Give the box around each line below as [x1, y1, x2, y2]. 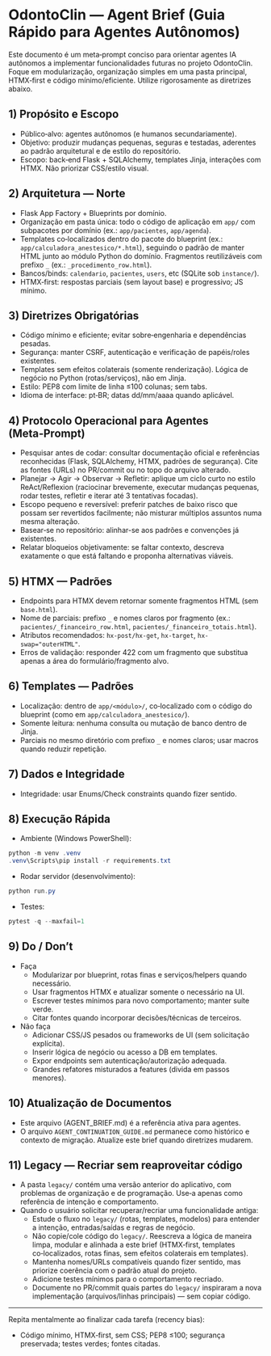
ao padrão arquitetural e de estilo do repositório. [19, 146, 181, 155]
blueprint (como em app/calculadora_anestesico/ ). [19, 709, 190, 719]
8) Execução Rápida [8, 813, 110, 826]
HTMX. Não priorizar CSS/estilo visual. [19, 163, 149, 173]
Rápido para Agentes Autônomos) [8, 23, 240, 41]
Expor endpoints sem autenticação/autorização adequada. [31, 1055, 227, 1065]
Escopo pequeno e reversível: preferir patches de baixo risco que [19, 500, 238, 509]
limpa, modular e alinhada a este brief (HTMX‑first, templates [31, 1240, 236, 1250]
